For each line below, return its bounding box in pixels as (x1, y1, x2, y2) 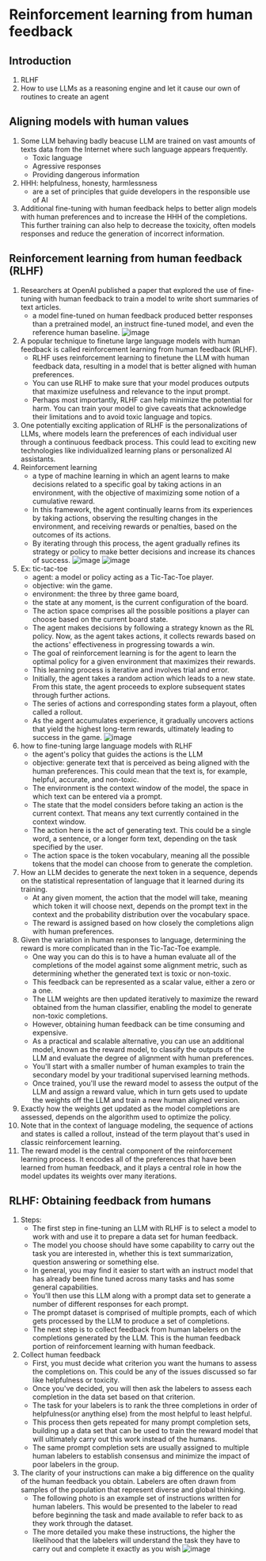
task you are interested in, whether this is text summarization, (32, 1249, 234, 1258)
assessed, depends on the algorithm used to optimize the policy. (20, 1112, 232, 1121)
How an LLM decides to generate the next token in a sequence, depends (20, 867, 258, 877)
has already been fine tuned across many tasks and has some (32, 1274, 235, 1284)
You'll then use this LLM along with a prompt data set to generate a (32, 1291, 252, 1301)
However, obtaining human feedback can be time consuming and (32, 1019, 245, 1029)
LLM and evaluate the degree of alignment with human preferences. (32, 1053, 254, 1062)
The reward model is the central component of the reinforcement (20, 1146, 233, 1155)
